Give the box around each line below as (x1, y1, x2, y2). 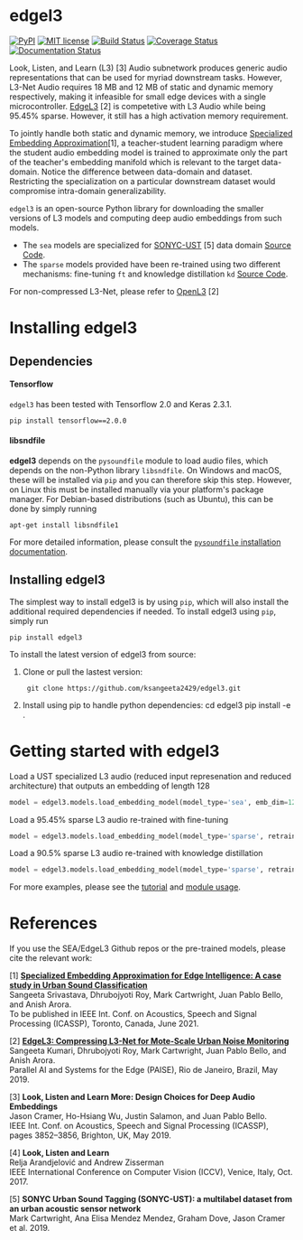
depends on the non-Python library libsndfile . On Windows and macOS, (9, 464, 282, 475)
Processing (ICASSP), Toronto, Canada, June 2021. (9, 1018, 199, 1030)
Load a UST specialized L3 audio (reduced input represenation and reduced (9, 770, 291, 781)
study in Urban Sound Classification (9, 980, 148, 991)
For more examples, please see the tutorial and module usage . (9, 881, 242, 892)
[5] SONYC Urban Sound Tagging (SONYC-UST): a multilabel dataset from (9, 1194, 293, 1205)
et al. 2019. (9, 1223, 50, 1234)
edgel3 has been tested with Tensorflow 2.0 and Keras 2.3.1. (9, 398, 233, 409)
